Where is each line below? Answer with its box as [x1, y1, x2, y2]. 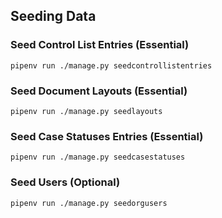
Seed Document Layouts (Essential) [10, 84, 188, 98]
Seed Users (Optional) [10, 175, 121, 189]
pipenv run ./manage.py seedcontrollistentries [10, 60, 213, 71]
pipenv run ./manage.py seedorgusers [10, 198, 168, 208]
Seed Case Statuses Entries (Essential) [10, 129, 204, 143]
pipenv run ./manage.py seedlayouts [10, 106, 163, 116]
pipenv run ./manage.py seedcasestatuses [10, 152, 186, 163]
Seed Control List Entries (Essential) [10, 38, 190, 52]
